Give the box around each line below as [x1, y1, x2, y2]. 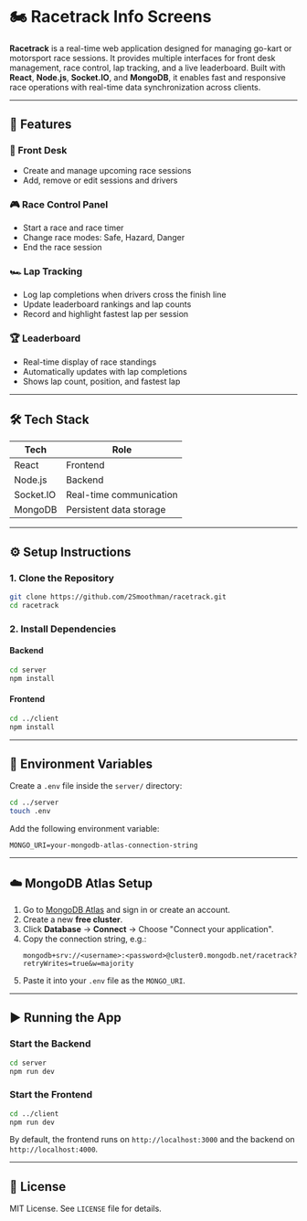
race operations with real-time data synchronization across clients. [9, 81, 261, 92]
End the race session [22, 241, 102, 252]
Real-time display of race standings [22, 356, 157, 367]
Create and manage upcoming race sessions [22, 165, 192, 175]
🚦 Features [9, 117, 72, 133]
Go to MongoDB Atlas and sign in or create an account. [22, 904, 231, 915]
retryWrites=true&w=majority [22, 959, 134, 968]
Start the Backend [9, 1037, 91, 1050]
